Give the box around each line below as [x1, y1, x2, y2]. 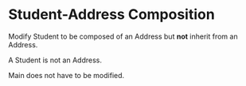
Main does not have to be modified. [8, 70, 125, 80]
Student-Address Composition [8, 6, 215, 24]
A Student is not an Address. [8, 55, 102, 65]
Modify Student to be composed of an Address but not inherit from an [8, 32, 238, 41]
